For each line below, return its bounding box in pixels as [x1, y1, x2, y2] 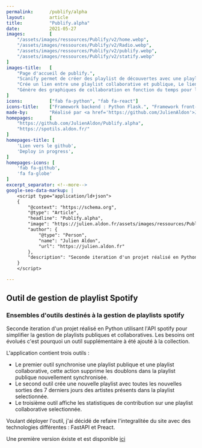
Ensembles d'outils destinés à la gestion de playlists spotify [6, 311, 185, 319]
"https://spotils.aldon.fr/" [17, 126, 90, 132]
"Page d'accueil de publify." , [17, 70, 96, 76]
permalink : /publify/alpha [6, 8, 87, 15]
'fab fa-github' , [17, 165, 61, 171]
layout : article [6, 14, 69, 20]
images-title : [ [6, 64, 52, 71]
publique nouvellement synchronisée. [14, 374, 108, 381]
